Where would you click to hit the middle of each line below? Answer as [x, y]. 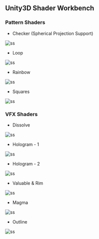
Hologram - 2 [26, 163]
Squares [21, 91]
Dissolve [21, 125]
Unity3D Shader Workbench [50, 8]
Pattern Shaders [25, 22]
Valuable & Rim [28, 183]
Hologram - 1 [26, 144]
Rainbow [21, 72]
